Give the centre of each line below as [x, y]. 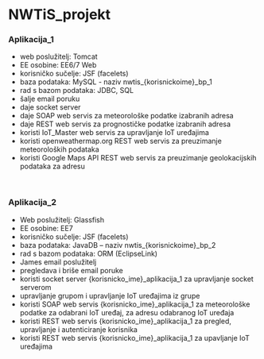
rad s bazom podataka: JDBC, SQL [76, 91]
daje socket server [50, 107]
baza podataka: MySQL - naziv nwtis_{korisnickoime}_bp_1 [116, 82]
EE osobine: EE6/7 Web [58, 65]
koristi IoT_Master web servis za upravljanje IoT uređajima [114, 133]
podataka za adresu [52, 166]
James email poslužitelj [58, 262]
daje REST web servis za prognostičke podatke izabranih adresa [125, 124]
